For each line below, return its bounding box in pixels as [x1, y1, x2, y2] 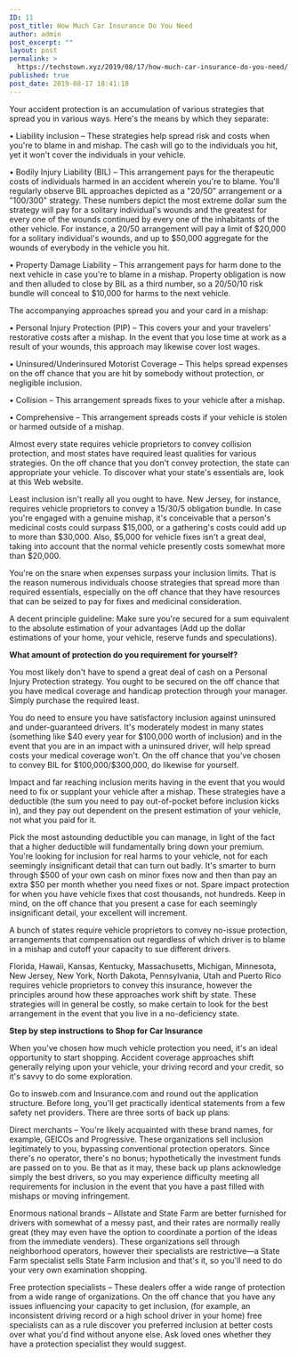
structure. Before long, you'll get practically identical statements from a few [9, 1097, 286, 1108]
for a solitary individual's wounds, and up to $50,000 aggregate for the [9, 232, 269, 243]
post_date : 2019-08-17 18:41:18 [9, 79, 129, 88]
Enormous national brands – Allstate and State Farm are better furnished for [9, 1208, 287, 1218]
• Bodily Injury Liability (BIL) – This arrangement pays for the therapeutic [9, 166, 275, 177]
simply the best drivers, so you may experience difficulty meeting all [9, 1171, 260, 1182]
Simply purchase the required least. [9, 695, 140, 706]
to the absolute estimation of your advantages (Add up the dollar [9, 622, 246, 633]
